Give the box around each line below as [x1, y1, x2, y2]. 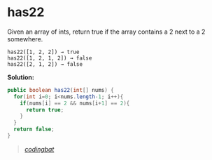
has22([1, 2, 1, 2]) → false [7, 54, 92, 62]
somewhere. [7, 34, 43, 43]
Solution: [7, 73, 35, 81]
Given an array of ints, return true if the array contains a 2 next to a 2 [7, 27, 206, 36]
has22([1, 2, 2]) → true [7, 48, 80, 55]
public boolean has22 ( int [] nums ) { [7, 86, 114, 93]
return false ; [13, 126, 55, 133]
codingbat [24, 145, 55, 153]
